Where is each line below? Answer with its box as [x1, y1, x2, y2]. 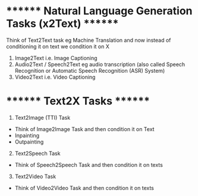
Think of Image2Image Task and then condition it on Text [14, 125, 155, 132]
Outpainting [14, 138, 44, 145]
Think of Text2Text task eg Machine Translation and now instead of [6, 36, 171, 43]
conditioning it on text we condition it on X [6, 43, 110, 50]
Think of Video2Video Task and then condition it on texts [14, 184, 155, 191]
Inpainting [14, 132, 40, 139]
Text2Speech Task [14, 150, 61, 157]
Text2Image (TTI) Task [14, 114, 71, 121]
